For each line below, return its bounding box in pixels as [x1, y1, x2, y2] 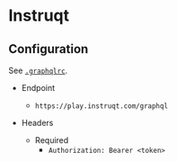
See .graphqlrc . [8, 65, 68, 76]
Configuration [8, 41, 89, 57]
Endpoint [21, 83, 56, 93]
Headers [21, 118, 54, 128]
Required [34, 135, 69, 145]
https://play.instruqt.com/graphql [34, 102, 168, 111]
